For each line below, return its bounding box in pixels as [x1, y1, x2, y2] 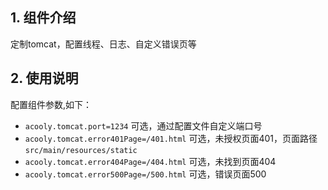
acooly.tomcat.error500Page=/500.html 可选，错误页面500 [24, 168, 267, 180]
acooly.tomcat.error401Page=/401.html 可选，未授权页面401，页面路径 [24, 132, 318, 144]
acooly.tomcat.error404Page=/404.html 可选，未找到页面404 [24, 155, 277, 167]
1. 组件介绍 [10, 9, 77, 27]
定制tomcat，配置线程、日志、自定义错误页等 [10, 38, 197, 50]
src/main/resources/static [24, 145, 138, 155]
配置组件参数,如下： [10, 98, 93, 110]
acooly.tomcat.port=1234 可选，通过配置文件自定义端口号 [24, 119, 263, 132]
